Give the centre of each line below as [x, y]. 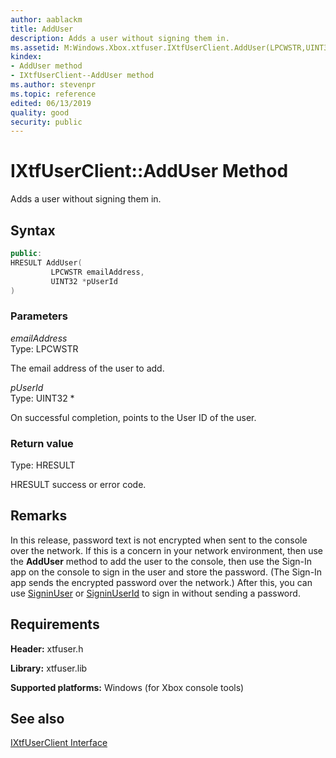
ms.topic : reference [53, 94]
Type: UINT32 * [42, 398]
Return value [42, 443]
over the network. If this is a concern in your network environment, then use [167, 550]
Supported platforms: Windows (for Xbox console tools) [127, 687]
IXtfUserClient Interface [59, 743]
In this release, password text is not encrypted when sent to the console [159, 540]
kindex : [26, 57]
